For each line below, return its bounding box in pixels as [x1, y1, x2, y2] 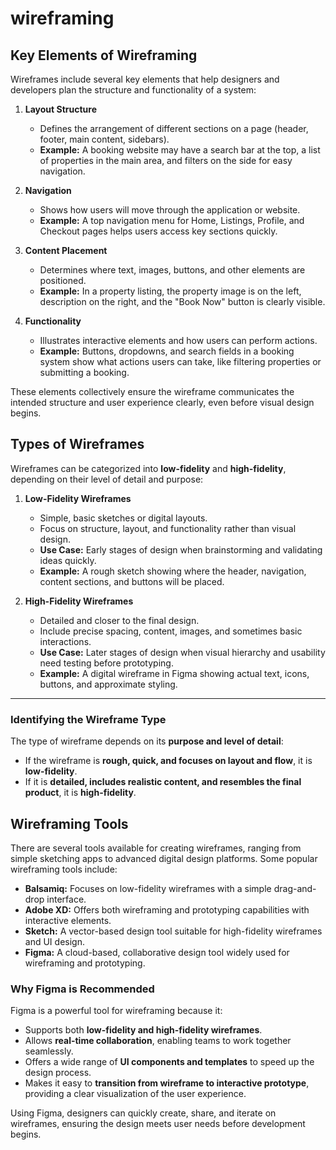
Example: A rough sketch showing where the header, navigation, [39, 565, 307, 577]
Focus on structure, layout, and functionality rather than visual [39, 522, 297, 534]
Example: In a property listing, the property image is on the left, [39, 285, 302, 297]
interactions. [39, 635, 92, 647]
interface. [46, 893, 87, 905]
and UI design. [24, 935, 85, 947]
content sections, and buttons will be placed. [39, 575, 225, 587]
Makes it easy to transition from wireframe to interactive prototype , [24, 1077, 310, 1089]
